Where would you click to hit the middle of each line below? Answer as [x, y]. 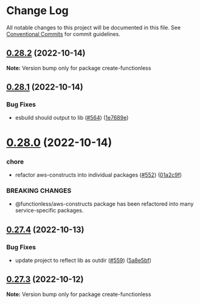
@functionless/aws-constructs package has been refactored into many [104, 204]
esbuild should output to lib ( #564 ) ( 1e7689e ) [72, 118]
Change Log [37, 11]
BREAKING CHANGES [39, 190]
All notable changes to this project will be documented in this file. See [94, 27]
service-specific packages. [49, 211]
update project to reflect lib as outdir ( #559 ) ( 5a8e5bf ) [83, 260]
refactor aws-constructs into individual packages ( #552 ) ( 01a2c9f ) [98, 175]
